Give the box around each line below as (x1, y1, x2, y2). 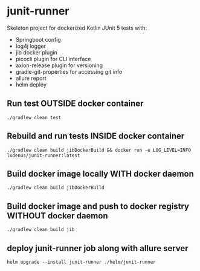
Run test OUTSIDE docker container (7, 99, 144, 109)
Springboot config (15, 36, 61, 43)
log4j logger (15, 42, 46, 50)
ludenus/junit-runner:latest (7, 152, 80, 158)
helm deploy (15, 80, 47, 88)
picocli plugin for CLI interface (15, 55, 91, 62)
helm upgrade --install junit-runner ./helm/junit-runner (7, 259, 156, 265)
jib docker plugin (15, 48, 58, 56)
